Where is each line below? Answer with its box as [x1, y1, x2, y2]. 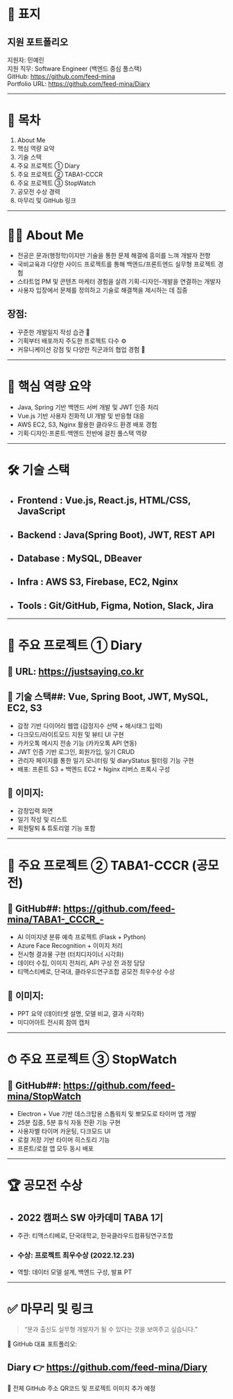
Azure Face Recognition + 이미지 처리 [17, 941, 123, 950]
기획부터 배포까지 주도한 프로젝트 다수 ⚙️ [17, 336, 127, 345]
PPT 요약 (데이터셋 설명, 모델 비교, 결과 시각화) [17, 1010, 144, 1018]
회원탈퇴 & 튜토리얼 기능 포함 [17, 824, 96, 832]
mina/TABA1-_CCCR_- [7, 913, 104, 925]
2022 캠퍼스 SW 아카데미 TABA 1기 [17, 1212, 164, 1224]
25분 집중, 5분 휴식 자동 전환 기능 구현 [17, 1118, 121, 1127]
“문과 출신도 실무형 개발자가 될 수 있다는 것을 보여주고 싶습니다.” [24, 1325, 198, 1334]
